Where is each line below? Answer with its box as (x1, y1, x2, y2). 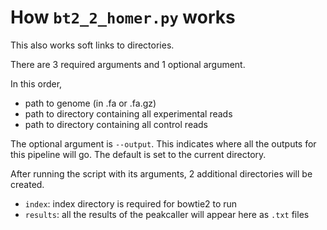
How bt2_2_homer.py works (10, 6, 236, 29)
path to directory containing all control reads (24, 118, 208, 130)
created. (10, 178, 45, 190)
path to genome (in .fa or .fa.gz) (24, 97, 157, 109)
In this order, (10, 77, 63, 90)
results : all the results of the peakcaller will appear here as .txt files (24, 208, 310, 220)
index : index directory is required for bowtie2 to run (24, 197, 238, 210)
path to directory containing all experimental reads (24, 107, 233, 120)
